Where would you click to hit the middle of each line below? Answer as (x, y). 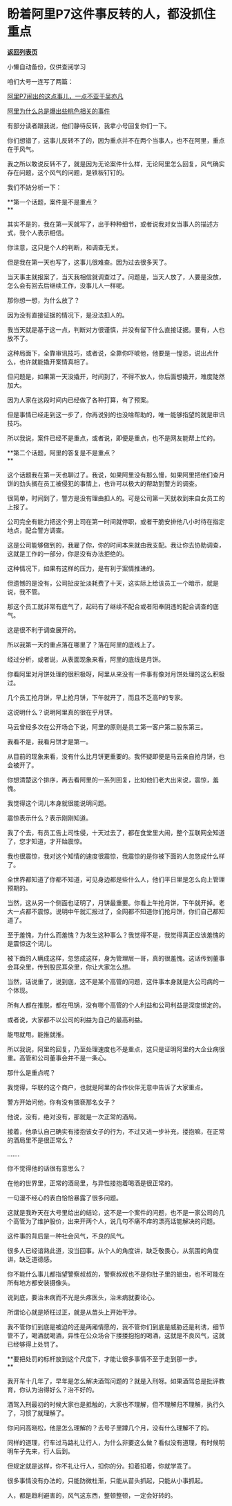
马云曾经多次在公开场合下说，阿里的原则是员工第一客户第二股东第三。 (107, 727)
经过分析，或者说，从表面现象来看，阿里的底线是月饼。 (86, 659)
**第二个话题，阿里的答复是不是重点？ (62, 453)
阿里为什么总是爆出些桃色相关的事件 (59, 111)
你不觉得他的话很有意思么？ (47, 1168)
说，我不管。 (25, 592)
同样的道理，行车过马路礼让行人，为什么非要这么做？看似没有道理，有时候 (113, 1442)
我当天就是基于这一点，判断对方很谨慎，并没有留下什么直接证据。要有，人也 (116, 329)
